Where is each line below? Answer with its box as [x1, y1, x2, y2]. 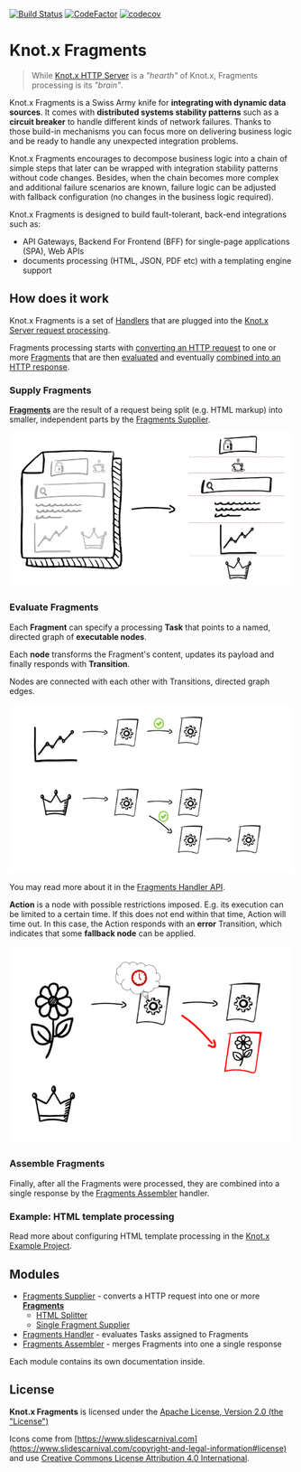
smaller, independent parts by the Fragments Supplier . [9, 414, 211, 425]
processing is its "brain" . [31, 80, 123, 90]
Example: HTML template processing [9, 1210, 175, 1223]
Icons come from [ [9, 1433, 78, 1444]
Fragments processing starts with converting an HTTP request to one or [9, 342, 277, 352]
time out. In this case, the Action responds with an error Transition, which [9, 918, 282, 930]
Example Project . [9, 1241, 72, 1252]
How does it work [9, 291, 110, 306]
